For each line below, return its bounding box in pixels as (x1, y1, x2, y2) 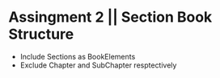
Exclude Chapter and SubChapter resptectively (19, 60, 177, 70)
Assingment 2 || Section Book (8, 8, 213, 27)
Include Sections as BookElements (19, 51, 136, 61)
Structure (8, 25, 74, 43)
